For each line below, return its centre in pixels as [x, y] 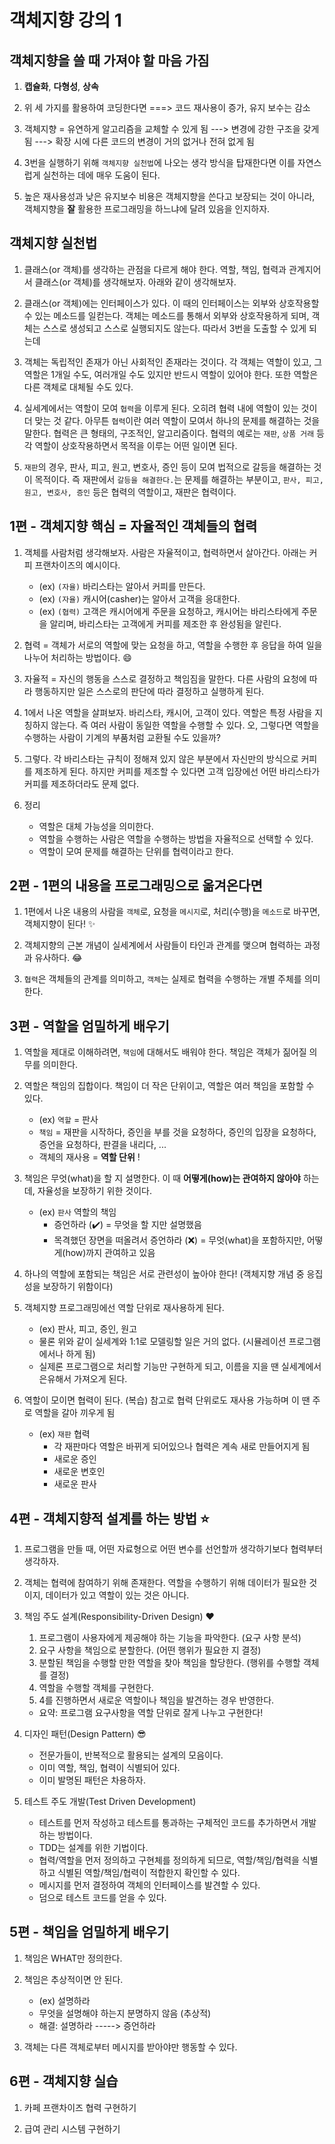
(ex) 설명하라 [64, 2000]
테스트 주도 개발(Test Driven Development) [110, 1802]
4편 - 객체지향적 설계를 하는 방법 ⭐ [109, 1518]
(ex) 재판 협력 [64, 1434]
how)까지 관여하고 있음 [110, 1253]
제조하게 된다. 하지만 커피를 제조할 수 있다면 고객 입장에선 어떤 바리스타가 [177, 771]
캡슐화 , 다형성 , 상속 [61, 86]
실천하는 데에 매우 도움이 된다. [101, 175]
